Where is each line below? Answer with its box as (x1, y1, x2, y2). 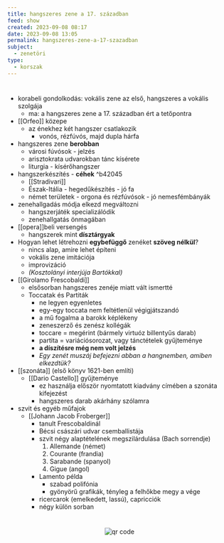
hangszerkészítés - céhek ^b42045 (17, 169, 123, 178)
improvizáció (28, 260, 66, 269)
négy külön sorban (38, 502, 95, 511)
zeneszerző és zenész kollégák (38, 321, 132, 330)
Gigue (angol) (49, 464, 90, 473)
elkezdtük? (38, 359, 71, 367)
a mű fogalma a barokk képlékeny (38, 313, 138, 322)
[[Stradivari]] (28, 177, 66, 186)
